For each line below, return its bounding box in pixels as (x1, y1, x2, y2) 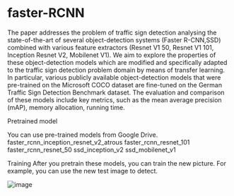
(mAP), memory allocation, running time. (7, 103, 125, 111)
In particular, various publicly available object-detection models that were (7, 73, 221, 82)
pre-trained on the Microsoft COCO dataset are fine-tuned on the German (7, 80, 223, 89)
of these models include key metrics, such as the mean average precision (7, 95, 222, 104)
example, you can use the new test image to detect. (7, 166, 158, 175)
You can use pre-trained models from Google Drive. (7, 130, 158, 139)
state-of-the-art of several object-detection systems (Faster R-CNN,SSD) (7, 35, 221, 44)
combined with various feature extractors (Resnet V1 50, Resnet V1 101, (7, 43, 214, 51)
